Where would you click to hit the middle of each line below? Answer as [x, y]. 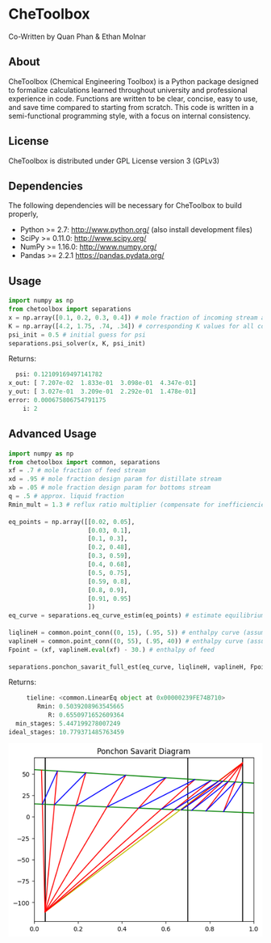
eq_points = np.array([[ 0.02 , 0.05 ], [72, 522]
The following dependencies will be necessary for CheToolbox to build [125, 205]
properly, [23, 214]
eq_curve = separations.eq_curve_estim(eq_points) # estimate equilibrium [137, 615]
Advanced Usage [52, 434]
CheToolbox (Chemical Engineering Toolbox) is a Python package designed [133, 81]
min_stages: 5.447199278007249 [68, 724]
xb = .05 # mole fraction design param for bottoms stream [110, 488]
